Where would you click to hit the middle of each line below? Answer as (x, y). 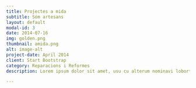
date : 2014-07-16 (27, 33)
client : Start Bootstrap (36, 60)
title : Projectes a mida (36, 11)
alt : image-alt (24, 50)
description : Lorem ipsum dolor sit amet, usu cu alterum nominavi (90, 71)
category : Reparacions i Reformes (48, 66)
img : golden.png (26, 38)
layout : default (26, 22)
